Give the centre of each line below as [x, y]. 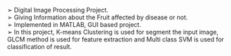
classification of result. [40, 47]
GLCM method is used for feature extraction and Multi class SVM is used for [116, 39]
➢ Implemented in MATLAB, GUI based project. [74, 25]
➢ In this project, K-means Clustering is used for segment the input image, [113, 32]
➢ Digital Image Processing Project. [58, 10]
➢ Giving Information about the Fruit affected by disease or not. [98, 17]
